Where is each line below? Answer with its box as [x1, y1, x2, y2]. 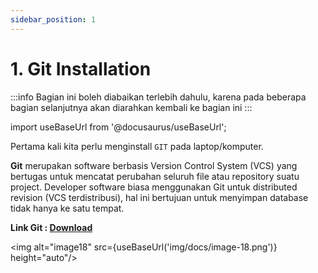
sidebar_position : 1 [10, 14, 97, 25]
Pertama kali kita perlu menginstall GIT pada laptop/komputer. [10, 140, 264, 152]
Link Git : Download [10, 221, 93, 233]
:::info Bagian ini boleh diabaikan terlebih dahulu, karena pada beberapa [10, 91, 307, 103]
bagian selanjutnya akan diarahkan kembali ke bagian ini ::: [10, 101, 253, 113]
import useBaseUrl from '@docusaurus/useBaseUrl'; [10, 121, 227, 133]
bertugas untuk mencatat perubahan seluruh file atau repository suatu [10, 170, 300, 182]
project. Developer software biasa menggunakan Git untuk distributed [10, 181, 298, 193]
